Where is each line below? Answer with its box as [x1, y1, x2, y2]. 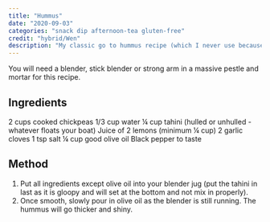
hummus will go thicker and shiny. [19, 204, 133, 214]
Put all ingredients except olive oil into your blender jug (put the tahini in [19, 179, 258, 188]
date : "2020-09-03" [8, 19, 74, 27]
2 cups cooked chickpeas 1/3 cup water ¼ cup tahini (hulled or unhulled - [8, 117, 252, 126]
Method [8, 158, 49, 171]
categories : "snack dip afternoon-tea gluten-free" [8, 27, 185, 35]
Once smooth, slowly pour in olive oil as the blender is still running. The [19, 195, 256, 205]
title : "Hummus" [8, 11, 63, 20]
